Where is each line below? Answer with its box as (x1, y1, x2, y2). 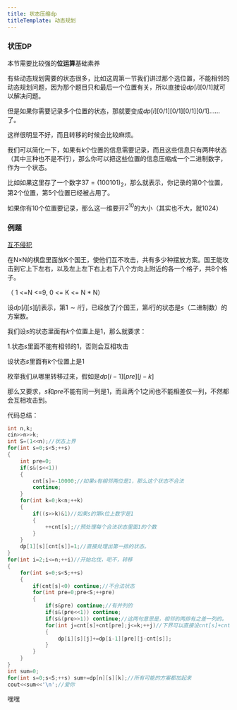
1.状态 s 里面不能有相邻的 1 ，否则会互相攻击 (7, 342, 129, 350)
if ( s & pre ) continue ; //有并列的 (44, 602, 133, 610)
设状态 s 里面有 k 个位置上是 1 (7, 357, 85, 365)
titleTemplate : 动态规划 (7, 17, 76, 24)
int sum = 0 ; (7, 668, 39, 675)
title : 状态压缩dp (7, 10, 58, 18)
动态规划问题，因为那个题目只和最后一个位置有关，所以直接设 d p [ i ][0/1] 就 (7, 83, 220, 91)
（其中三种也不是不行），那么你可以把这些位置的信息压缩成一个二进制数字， (7, 154, 227, 162)
